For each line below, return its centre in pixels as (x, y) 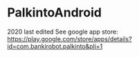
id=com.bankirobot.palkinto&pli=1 (55, 46)
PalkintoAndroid (55, 13)
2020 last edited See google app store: (63, 32)
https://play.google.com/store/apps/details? (70, 38)
